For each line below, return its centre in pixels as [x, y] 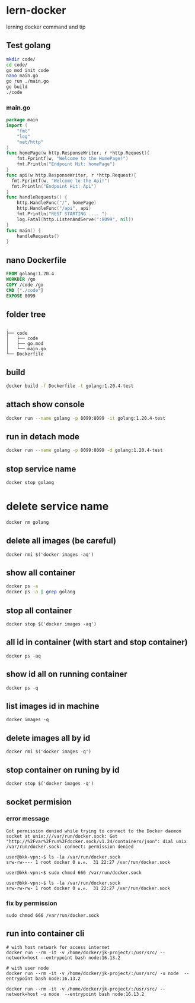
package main [22, 120]
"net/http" [30, 142]
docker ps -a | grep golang [41, 592]
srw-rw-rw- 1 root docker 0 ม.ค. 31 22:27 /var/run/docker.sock [88, 888]
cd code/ [17, 65]
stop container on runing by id [63, 770]
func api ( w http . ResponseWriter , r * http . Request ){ [71, 175]
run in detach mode [43, 437]
